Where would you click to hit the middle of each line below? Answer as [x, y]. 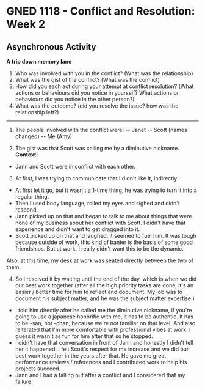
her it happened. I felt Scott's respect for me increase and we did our [102, 349]
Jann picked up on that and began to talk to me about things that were [103, 216]
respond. [27, 210]
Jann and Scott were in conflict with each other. [75, 167]
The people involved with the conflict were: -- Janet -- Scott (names [101, 130]
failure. [24, 381]
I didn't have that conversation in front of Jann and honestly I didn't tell [104, 343]
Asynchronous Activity [51, 47]
